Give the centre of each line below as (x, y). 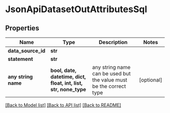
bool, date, (63, 70)
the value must (110, 80)
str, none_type (68, 89)
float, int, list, (67, 83)
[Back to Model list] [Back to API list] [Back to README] (63, 105)
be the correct (109, 86)
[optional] (151, 80)
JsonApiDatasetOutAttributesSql (76, 9)
